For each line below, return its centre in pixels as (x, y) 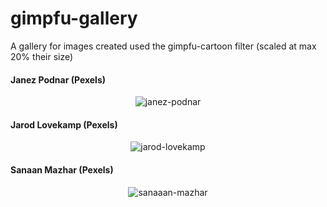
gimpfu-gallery (74, 18)
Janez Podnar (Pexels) (58, 79)
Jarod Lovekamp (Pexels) (64, 124)
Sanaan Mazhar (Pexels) (62, 169)
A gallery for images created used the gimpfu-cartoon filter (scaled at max (163, 46)
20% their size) (42, 56)
